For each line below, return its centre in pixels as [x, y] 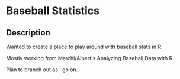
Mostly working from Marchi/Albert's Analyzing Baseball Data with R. [90, 58]
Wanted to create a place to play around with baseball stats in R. [84, 47]
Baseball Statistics [53, 11]
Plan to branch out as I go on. [42, 70]
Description [28, 33]
